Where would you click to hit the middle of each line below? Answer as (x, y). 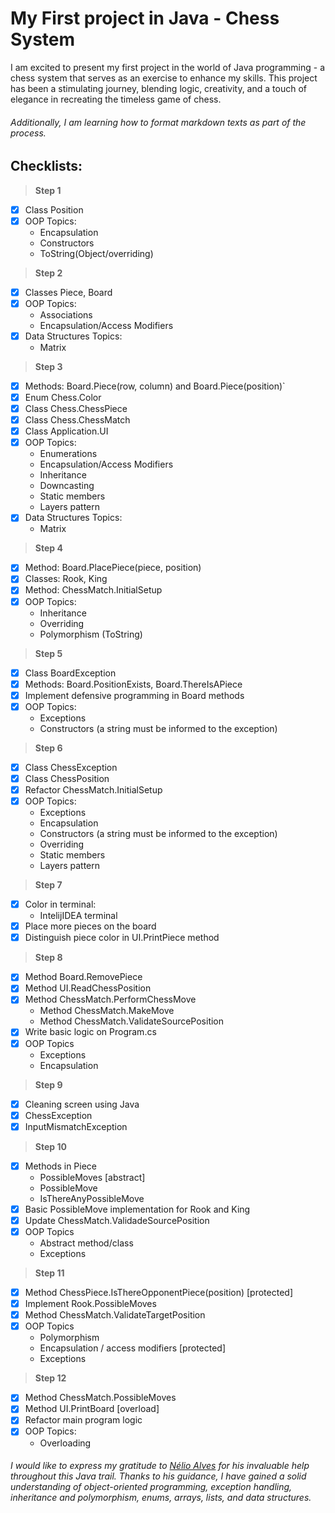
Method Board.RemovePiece (83, 977)
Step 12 (50, 1378)
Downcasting (67, 486)
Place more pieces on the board (90, 926)
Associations (66, 314)
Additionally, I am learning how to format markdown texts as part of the (158, 122)
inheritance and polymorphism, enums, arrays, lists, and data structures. (161, 1498)
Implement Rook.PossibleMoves (90, 1304)
